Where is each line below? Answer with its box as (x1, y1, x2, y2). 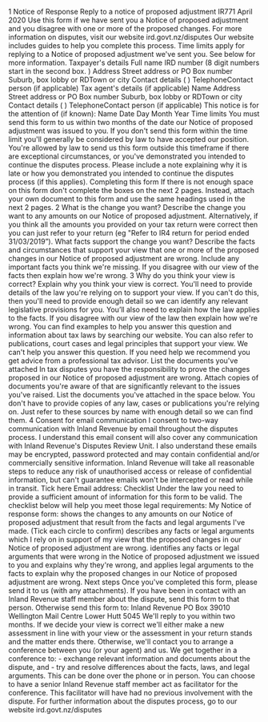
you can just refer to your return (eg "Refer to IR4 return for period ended (8, 228, 250, 237)
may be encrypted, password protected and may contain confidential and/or (8, 450, 260, 459)
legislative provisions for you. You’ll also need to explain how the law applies (8, 305, 260, 314)
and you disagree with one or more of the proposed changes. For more (8, 24, 242, 33)
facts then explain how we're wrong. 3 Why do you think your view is (8, 271, 236, 280)
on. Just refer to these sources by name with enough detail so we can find (8, 407, 254, 416)
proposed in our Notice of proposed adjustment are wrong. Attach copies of (8, 373, 259, 382)
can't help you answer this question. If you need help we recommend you (8, 348, 250, 357)
